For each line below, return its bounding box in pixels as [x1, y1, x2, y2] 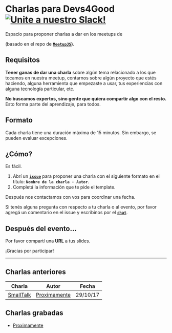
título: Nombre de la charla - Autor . [12, 179, 90, 185]
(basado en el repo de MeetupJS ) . [5, 40, 75, 47]
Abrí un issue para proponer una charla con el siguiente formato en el [12, 173, 160, 179]
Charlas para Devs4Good [5, 3, 115, 15]
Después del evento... [5, 224, 77, 233]
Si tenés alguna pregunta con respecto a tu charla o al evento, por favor [5, 204, 157, 210]
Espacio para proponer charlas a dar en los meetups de [5, 31, 123, 37]
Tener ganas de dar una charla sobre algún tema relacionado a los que [5, 69, 156, 75]
